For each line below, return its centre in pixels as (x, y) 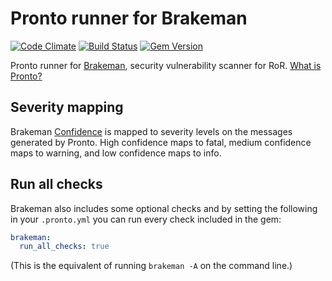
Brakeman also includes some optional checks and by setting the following (164, 208)
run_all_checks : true (64, 247)
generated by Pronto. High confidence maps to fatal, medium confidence (161, 142)
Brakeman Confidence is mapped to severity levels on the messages (151, 131)
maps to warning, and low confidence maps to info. (116, 153)
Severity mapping (67, 107)
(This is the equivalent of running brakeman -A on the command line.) (151, 266)
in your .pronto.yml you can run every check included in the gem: (146, 219)
